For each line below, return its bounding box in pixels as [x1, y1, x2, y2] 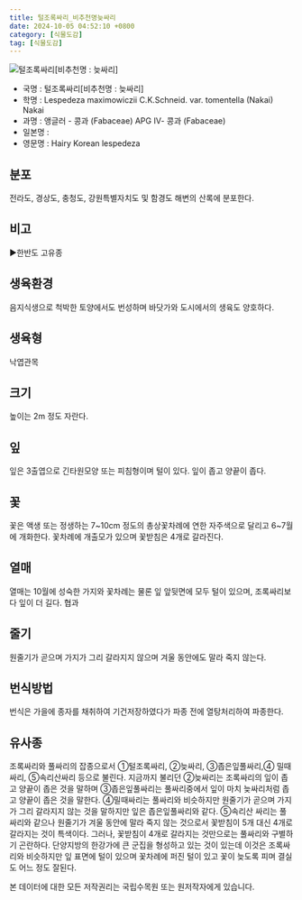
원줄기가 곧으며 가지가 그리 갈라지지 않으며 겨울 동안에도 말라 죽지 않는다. [9, 651, 267, 663]
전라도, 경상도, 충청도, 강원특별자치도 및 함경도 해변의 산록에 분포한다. [9, 193, 255, 204]
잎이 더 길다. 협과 [18, 597, 79, 608]
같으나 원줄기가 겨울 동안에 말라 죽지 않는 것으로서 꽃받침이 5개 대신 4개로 [32, 817, 293, 828]
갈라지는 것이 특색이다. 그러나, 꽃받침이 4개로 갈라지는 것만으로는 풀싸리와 [9, 829, 270, 840]
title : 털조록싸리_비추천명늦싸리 [9, 13, 116, 23]
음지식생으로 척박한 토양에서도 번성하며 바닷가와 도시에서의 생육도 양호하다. [9, 301, 275, 312]
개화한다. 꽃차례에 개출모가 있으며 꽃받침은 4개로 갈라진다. [18, 531, 224, 542]
